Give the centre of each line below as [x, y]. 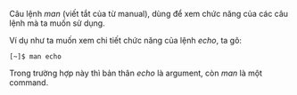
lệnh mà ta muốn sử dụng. [57, 23]
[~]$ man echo [36, 57]
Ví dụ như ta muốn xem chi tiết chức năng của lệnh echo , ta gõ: [126, 40]
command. [29, 83]
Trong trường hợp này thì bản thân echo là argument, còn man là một [136, 73]
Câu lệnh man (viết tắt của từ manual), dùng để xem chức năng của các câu [148, 14]
